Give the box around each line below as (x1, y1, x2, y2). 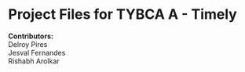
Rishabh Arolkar (8, 56, 60, 66)
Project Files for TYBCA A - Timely (8, 5, 237, 23)
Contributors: (8, 31, 53, 41)
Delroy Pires (8, 39, 48, 49)
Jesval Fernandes (8, 48, 66, 57)
